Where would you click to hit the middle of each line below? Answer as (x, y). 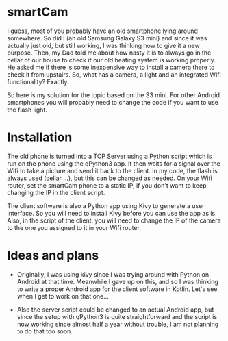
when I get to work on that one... (63, 296)
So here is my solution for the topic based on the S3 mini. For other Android (114, 95)
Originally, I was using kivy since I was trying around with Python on (113, 274)
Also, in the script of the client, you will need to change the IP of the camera (114, 220)
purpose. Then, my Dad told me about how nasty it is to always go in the (109, 53)
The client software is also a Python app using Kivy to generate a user (106, 205)
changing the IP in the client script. (56, 192)
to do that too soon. (45, 331)
